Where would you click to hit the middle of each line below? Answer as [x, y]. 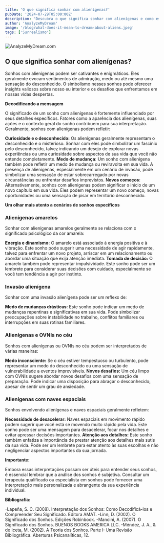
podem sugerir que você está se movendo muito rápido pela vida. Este [76, 424]
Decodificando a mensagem [34, 104]
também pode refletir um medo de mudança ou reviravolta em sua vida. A [79, 164]
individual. [15, 490]
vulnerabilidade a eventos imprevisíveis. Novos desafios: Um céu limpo [77, 371]
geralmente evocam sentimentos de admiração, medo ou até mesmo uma [79, 78]
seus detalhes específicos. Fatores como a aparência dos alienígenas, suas [81, 118]
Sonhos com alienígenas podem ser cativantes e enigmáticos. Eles [72, 73]
